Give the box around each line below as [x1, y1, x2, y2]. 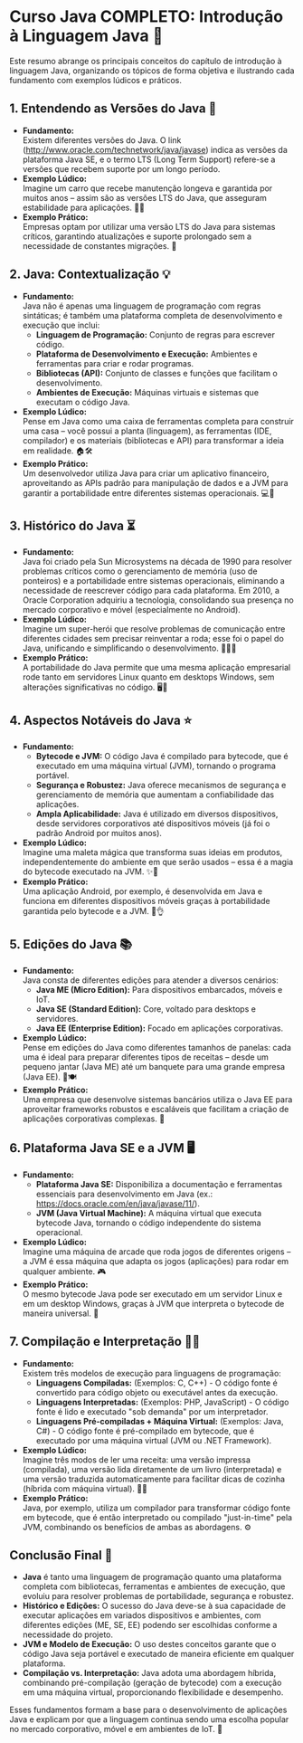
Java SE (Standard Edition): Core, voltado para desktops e [35, 1004, 256, 1014]
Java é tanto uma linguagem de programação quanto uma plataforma [22, 1572, 282, 1583]
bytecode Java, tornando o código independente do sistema [35, 1217, 261, 1228]
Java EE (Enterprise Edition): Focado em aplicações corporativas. [35, 1023, 283, 1033]
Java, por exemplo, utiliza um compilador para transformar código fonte [22, 1502, 291, 1513]
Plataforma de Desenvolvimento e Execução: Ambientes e [35, 348, 258, 359]
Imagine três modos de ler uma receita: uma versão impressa [22, 1454, 251, 1465]
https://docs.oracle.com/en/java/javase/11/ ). [35, 1197, 201, 1209]
